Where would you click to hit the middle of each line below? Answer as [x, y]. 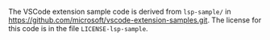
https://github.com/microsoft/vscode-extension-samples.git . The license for [135, 20]
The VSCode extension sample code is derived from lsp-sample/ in [120, 12]
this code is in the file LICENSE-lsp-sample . [78, 28]
